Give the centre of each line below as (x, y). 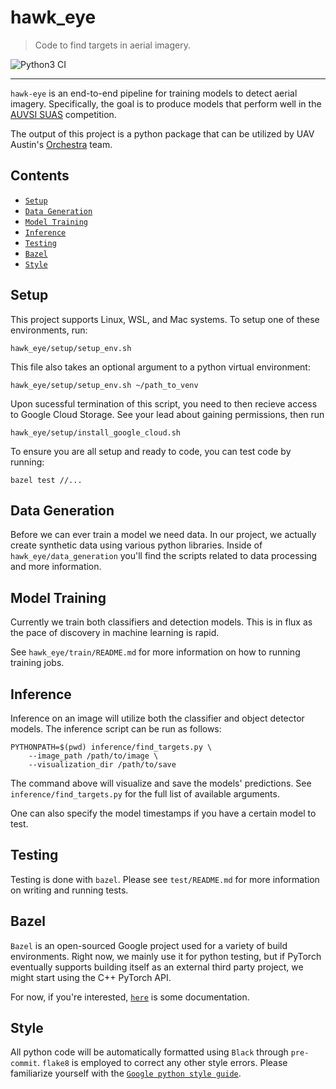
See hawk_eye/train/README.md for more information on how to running (155, 652)
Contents (40, 176)
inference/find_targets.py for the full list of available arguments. (145, 794)
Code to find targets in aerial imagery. (112, 45)
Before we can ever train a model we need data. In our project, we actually (163, 535)
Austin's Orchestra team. (61, 144)
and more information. (56, 567)
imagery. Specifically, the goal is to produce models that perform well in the (166, 103)
